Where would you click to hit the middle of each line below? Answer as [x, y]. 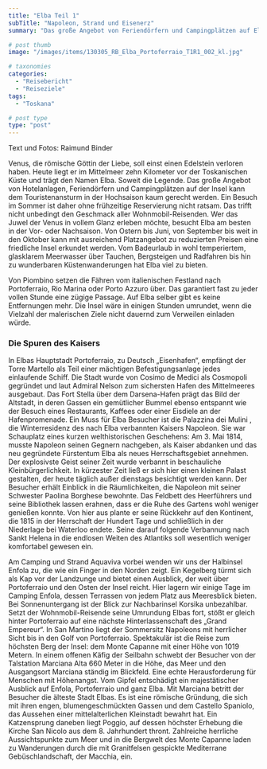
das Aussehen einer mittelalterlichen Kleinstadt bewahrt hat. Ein [113, 714]
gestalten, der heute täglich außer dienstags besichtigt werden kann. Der [128, 479]
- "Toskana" [35, 103]
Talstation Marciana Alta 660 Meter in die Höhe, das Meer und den [117, 664]
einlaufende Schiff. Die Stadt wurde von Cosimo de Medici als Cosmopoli [128, 377]
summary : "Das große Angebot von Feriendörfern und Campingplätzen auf [129, 30]
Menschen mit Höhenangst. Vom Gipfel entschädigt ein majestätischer [124, 681]
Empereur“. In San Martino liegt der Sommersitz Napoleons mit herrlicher [128, 630]
